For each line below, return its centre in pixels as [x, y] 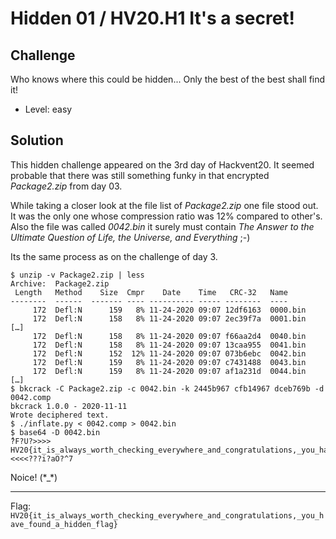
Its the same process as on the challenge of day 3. [114, 256]
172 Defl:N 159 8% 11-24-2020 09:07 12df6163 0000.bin [169, 310]
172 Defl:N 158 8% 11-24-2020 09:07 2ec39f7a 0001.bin [169, 318]
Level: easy [48, 109]
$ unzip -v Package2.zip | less [77, 275]
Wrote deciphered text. [60, 415]
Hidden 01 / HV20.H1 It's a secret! [153, 18]
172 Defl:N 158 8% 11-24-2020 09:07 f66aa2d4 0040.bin [169, 336]
